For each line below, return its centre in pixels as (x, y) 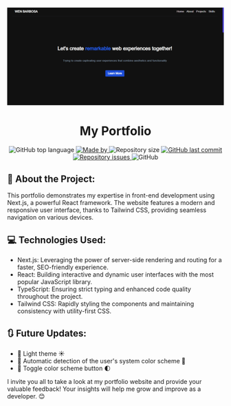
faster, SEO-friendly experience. (63, 267)
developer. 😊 (26, 396)
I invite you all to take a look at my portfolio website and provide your (104, 381)
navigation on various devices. (51, 217)
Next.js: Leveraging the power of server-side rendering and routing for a (119, 259)
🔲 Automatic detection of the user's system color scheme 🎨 (101, 361)
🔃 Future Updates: (47, 333)
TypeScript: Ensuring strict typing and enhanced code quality (104, 289)
